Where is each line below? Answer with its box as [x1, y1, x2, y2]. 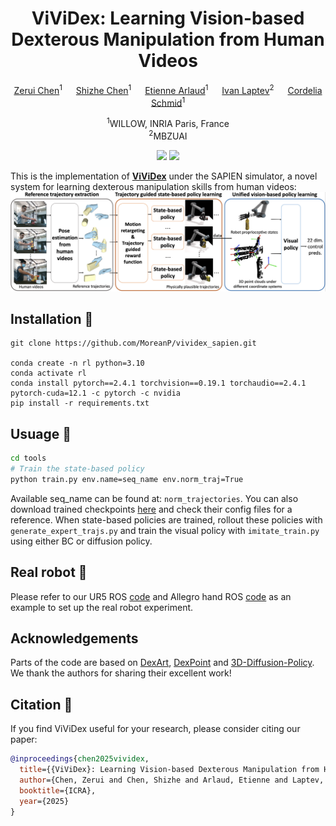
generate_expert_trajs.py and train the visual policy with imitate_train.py [10, 524, 320, 536]
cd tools [10, 453, 47, 464]
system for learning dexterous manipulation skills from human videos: [10, 180, 297, 192]
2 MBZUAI [148, 128, 188, 142]
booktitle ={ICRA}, [19, 785, 97, 796]
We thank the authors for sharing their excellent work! [10, 667, 232, 679]
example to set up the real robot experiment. [10, 601, 194, 613]
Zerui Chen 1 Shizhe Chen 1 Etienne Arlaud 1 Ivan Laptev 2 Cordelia [13, 82, 323, 96]
